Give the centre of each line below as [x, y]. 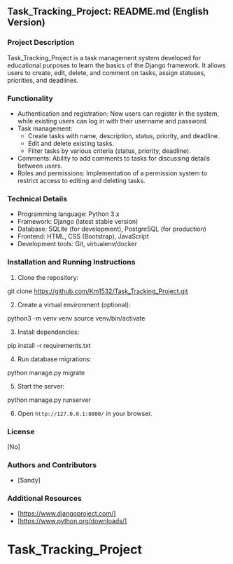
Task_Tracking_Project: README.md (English [108, 12]
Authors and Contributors [52, 464]
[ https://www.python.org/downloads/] [72, 521]
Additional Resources [44, 499]
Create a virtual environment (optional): [74, 304]
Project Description [41, 43]
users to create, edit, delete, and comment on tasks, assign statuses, [107, 72]
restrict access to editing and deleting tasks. [81, 180]
